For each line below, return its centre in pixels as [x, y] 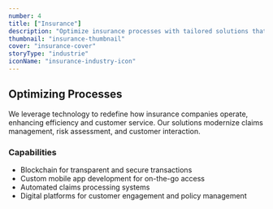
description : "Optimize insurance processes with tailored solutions [129, 31]
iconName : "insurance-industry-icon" [72, 62]
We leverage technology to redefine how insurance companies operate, [128, 114]
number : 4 [25, 16]
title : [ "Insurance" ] [45, 24]
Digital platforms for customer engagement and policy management [133, 195]
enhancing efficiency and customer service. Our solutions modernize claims [136, 122]
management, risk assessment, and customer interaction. [104, 131]
